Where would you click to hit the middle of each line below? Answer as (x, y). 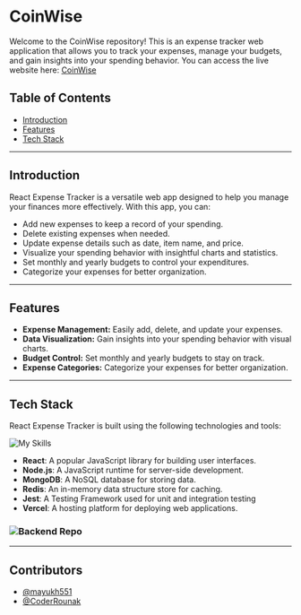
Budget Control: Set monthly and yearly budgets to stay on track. (143, 358)
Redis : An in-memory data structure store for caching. (122, 489)
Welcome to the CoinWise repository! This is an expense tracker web (137, 41)
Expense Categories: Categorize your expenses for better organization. (155, 368)
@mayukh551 (47, 592)
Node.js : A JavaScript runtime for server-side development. (133, 470)
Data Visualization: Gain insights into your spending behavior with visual (157, 339)
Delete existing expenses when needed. (96, 233)
